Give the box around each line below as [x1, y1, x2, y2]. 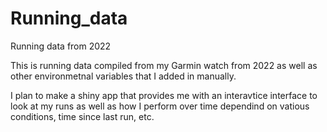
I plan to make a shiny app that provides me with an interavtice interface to [10, 89, 318, 101]
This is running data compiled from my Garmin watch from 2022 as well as [10, 59, 318, 71]
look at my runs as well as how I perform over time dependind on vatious [10, 100, 310, 112]
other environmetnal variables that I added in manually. [10, 70, 237, 82]
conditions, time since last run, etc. [10, 110, 155, 122]
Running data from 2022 [10, 40, 112, 52]
